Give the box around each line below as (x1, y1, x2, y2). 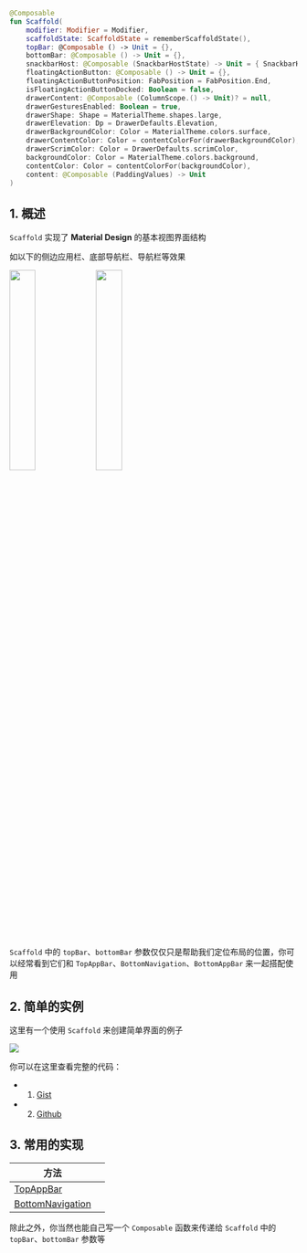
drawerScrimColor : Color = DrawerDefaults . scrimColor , (26, 144, 239, 153)
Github (36, 1109, 62, 1119)
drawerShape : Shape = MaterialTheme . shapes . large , (26, 111, 223, 120)
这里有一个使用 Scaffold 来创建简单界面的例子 (9, 1025, 184, 1036)
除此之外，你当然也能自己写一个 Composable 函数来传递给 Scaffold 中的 (9, 1222, 277, 1233)
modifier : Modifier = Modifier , (26, 26, 149, 35)
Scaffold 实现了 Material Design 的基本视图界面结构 (9, 232, 207, 243)
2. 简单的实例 (9, 998, 84, 1014)
